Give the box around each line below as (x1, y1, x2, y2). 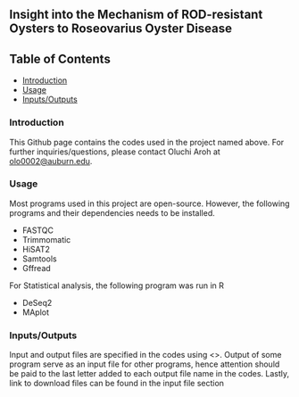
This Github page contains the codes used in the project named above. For (9, 136, 285, 147)
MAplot (21, 307, 50, 318)
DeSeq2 (21, 297, 53, 308)
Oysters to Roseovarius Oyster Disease (9, 21, 233, 37)
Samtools (21, 253, 57, 264)
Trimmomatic (21, 234, 71, 244)
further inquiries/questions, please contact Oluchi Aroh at (9, 146, 220, 157)
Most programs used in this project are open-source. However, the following (9, 198, 290, 209)
